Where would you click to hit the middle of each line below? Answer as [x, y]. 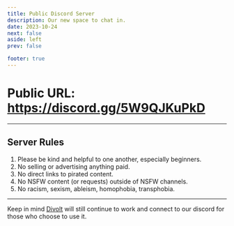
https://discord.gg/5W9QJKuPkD [106, 108]
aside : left [24, 40]
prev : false [24, 46]
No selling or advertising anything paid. [73, 166]
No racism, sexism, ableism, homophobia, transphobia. [96, 188]
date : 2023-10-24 [32, 27]
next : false [24, 33]
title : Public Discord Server [51, 14]
